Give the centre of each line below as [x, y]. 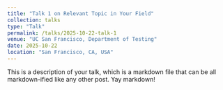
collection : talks [34, 20]
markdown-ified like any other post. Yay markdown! [81, 79]
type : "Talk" [26, 26]
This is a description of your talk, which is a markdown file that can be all [112, 72]
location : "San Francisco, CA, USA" [60, 53]
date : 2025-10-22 [32, 46]
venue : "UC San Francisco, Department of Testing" [82, 39]
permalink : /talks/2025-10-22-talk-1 [62, 33]
